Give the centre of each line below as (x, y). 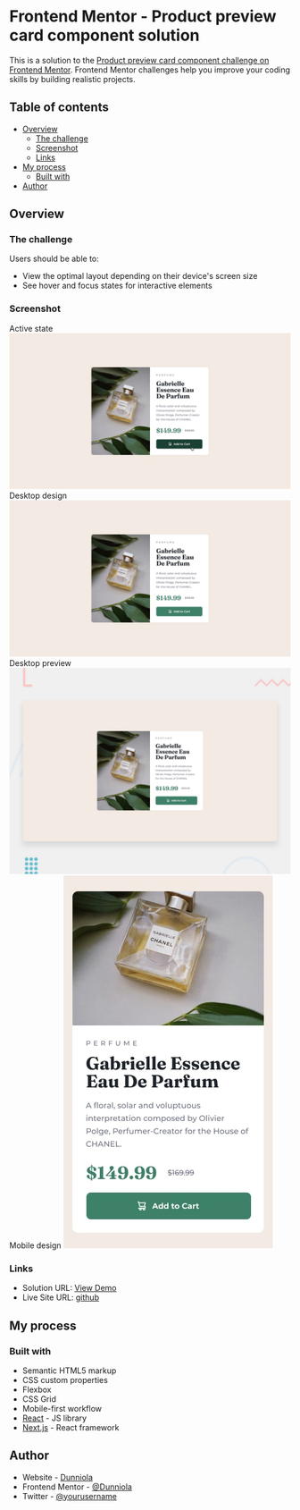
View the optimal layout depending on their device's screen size (140, 276)
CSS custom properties (65, 1379)
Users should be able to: (54, 259)
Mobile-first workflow (62, 1408)
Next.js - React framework (71, 1427)
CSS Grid (39, 1399)
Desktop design (38, 496)
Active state (31, 328)
